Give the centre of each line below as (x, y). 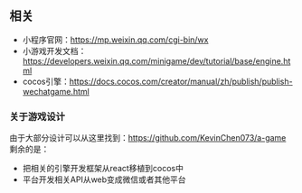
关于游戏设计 (38, 116)
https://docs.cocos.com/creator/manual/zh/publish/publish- (181, 81)
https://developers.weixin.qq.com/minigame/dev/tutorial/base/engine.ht (156, 60)
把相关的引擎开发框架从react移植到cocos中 (103, 169)
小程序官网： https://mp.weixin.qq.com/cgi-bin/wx (115, 40)
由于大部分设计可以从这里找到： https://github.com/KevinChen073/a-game (148, 138)
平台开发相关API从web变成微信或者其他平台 (104, 179)
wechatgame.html (56, 91)
